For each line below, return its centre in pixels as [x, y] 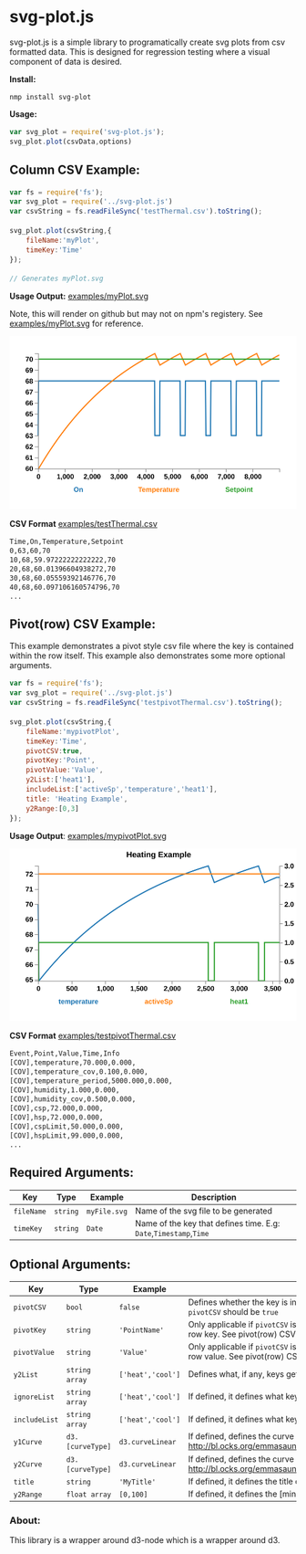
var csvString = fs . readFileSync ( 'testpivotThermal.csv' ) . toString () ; [146, 703]
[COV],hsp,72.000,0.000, [56, 1117]
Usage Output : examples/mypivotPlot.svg [88, 835]
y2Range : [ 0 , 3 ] [52, 808]
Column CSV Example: [75, 170]
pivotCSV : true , [55, 751]
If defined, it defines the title [240, 1481]
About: [25, 1520]
